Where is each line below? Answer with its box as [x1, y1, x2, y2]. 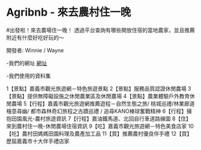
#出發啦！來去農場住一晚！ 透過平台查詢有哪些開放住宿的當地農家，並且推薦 [6, 26, 195, 34]
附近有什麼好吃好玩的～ [6, 34, 64, 41]
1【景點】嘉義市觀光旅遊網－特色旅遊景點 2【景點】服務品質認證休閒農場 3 [6, 85, 191, 92]
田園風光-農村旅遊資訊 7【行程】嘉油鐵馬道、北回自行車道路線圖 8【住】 [11, 115, 191, 122]
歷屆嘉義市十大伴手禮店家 [6, 137, 70, 145]
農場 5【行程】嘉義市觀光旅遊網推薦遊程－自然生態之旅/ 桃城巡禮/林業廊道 [11, 100, 195, 107]
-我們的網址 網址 [6, 59, 47, 67]
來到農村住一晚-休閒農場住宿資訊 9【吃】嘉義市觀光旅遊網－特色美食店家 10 [6, 122, 194, 130]
